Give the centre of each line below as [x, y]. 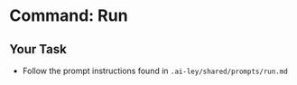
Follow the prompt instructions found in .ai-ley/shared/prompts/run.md [155, 71]
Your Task [38, 49]
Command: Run [69, 16]
